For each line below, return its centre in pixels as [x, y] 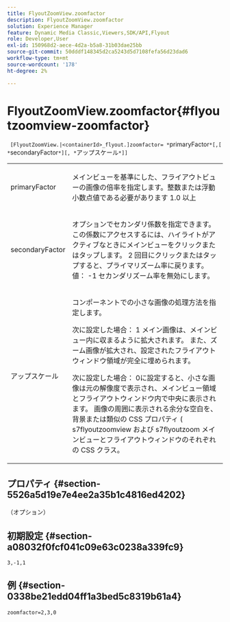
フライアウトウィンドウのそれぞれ [161, 440]
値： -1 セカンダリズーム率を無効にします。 [143, 276]
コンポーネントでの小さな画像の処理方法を [140, 303]
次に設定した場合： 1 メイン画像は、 [131, 330]
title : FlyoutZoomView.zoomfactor [56, 13]
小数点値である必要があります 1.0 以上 [134, 198]
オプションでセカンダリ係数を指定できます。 [143, 224]
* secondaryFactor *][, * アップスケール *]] [67, 152]
